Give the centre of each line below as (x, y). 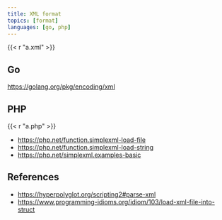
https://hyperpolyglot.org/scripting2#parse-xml (87, 194)
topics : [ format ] (33, 21)
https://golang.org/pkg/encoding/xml (61, 87)
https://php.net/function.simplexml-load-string (86, 147)
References (33, 177)
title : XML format (34, 14)
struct (26, 209)
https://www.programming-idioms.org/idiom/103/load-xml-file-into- (116, 202)
